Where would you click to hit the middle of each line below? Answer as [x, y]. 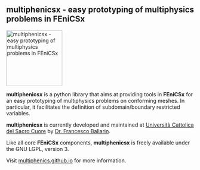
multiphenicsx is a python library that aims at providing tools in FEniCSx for [100, 94]
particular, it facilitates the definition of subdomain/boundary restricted [93, 107]
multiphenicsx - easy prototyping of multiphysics [100, 10]
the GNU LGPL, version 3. [38, 149]
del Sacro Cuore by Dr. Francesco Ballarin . [58, 131]
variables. [18, 113]
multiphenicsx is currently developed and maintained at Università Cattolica [100, 125]
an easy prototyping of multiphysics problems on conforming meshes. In [96, 100]
